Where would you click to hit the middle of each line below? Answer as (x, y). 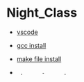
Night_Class (42, 13)
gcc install (31, 45)
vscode (27, 32)
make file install (39, 59)
